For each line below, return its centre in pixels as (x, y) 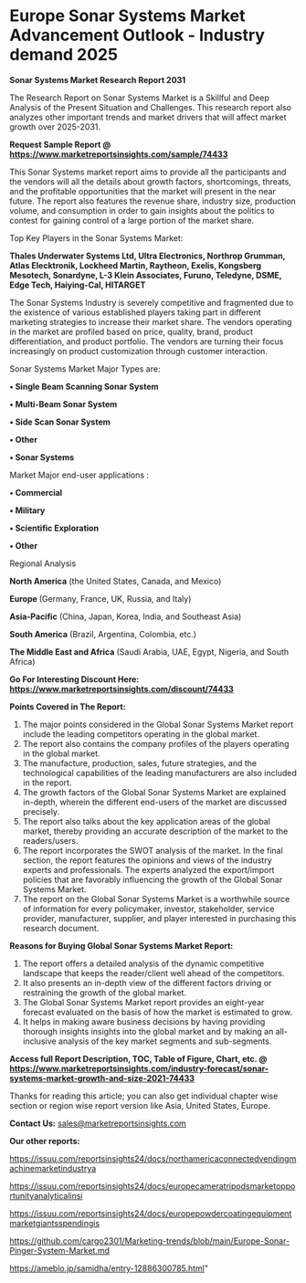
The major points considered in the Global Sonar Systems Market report (158, 724)
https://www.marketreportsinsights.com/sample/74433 (119, 154)
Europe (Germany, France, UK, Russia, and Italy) (100, 598)
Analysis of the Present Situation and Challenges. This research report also (151, 107)
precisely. (41, 811)
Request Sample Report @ (60, 144)
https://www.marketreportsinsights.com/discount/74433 (122, 689)
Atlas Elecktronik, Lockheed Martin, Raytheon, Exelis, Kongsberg (136, 265)
